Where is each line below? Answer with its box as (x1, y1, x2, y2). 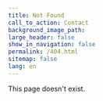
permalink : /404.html (8, 48, 79, 56)
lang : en (8, 63, 37, 70)
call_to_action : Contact (8, 19, 89, 27)
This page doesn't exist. (8, 84, 86, 93)
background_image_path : (8, 26, 86, 34)
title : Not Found (8, 11, 65, 20)
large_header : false (8, 33, 76, 41)
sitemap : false (8, 56, 58, 63)
